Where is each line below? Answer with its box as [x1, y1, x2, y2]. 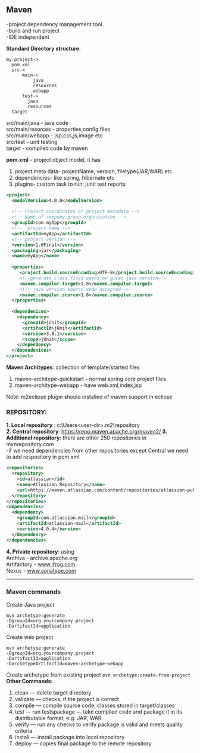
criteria [14, 727, 33, 734]
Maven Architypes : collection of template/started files [6, 364, 140, 371]
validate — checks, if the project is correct [14, 695, 119, 702]
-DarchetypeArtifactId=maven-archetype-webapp [6, 660, 124, 666]
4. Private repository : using [6, 548, 74, 555]
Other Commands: [6, 677, 53, 684]
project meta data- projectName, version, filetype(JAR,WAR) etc [14, 167, 173, 175]
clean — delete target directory [14, 689, 92, 696]
